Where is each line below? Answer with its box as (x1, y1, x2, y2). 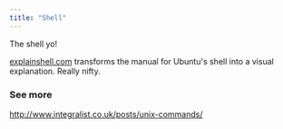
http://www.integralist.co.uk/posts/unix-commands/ (9, 108, 203, 119)
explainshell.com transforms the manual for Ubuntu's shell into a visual (9, 55, 274, 66)
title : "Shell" (9, 13, 67, 23)
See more (9, 88, 53, 101)
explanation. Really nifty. (9, 65, 102, 76)
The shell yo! (9, 38, 57, 49)
